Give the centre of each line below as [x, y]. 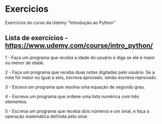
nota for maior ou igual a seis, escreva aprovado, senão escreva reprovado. [81, 77]
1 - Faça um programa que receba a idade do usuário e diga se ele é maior [80, 57]
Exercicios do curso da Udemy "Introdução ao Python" [60, 23]
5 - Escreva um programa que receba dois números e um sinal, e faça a [77, 111]
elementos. [16, 101]
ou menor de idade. [25, 63]
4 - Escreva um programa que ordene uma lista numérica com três [72, 96]
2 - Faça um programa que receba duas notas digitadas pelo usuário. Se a [80, 72]
